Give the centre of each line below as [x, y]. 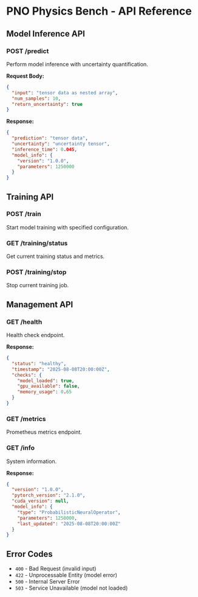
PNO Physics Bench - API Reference [99, 11]
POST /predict [28, 51]
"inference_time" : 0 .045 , [45, 149]
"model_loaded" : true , [46, 381]
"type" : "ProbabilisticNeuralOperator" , [69, 512]
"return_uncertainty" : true [47, 104]
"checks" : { [27, 375]
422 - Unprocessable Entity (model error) [66, 575]
